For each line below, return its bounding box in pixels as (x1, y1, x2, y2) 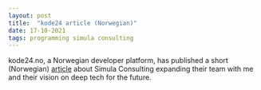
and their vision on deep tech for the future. (8, 72, 152, 82)
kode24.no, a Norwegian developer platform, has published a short (8, 56, 229, 65)
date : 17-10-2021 (8, 26, 66, 34)
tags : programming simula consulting (8, 33, 134, 42)
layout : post (8, 11, 52, 20)
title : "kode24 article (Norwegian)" (8, 19, 137, 27)
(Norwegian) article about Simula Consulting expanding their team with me (8, 65, 254, 74)
